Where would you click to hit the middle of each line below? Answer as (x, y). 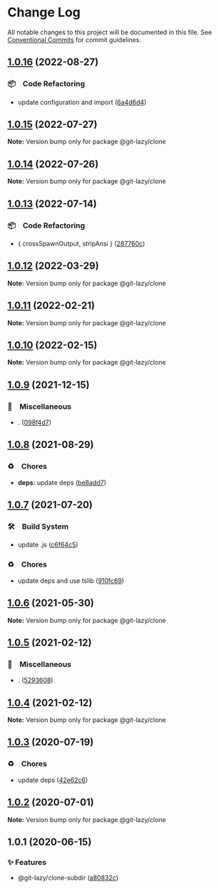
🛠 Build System (38, 527)
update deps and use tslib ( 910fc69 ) (71, 580)
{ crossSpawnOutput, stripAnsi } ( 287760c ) (81, 243)
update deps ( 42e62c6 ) (53, 780)
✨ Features (27, 862)
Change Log (44, 12)
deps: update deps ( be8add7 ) (62, 482)
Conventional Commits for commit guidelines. (74, 39)
